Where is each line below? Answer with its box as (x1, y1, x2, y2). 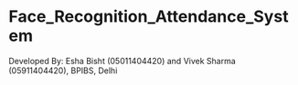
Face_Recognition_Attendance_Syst (8, 6, 289, 27)
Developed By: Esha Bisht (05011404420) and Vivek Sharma (8, 55, 237, 66)
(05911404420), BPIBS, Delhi (8, 65, 118, 76)
